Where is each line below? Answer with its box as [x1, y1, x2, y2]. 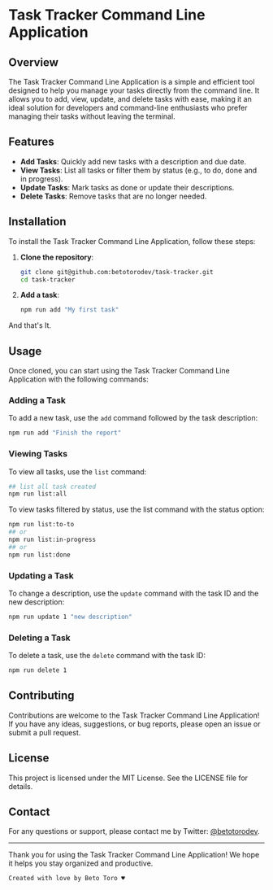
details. [8, 781, 33, 791]
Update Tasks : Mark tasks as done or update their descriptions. [19, 182, 235, 192]
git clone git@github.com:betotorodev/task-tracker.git [19, 268, 214, 276]
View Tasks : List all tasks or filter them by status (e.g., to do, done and [19, 165, 258, 175]
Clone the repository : [19, 252, 94, 262]
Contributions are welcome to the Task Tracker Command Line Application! [8, 710, 260, 720]
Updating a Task [8, 569, 75, 581]
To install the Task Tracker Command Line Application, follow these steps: [8, 236, 256, 246]
